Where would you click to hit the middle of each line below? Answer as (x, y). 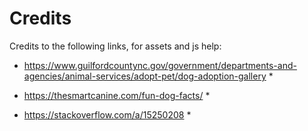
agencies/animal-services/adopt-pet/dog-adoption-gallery (145, 76)
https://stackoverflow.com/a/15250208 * (107, 114)
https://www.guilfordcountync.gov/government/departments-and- (160, 65)
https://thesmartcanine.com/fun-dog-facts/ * (117, 95)
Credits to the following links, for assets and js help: (115, 46)
